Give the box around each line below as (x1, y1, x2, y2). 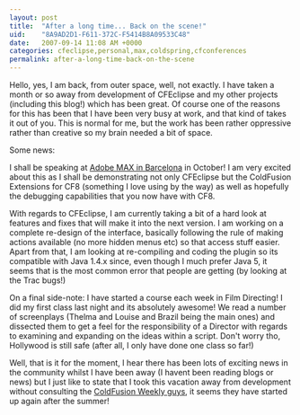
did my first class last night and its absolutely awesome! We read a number (9, 302, 287, 313)
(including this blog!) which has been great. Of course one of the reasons (9, 99, 281, 109)
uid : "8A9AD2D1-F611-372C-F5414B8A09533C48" (9, 30, 191, 39)
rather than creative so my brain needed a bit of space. (9, 128, 213, 137)
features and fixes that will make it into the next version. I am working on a (9, 217, 285, 228)
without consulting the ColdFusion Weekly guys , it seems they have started (9, 386, 288, 396)
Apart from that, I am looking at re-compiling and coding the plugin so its (9, 246, 278, 257)
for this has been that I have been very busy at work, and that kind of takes (9, 109, 287, 119)
